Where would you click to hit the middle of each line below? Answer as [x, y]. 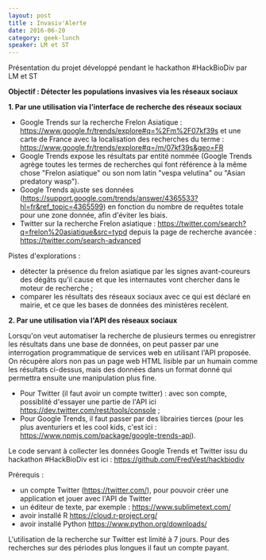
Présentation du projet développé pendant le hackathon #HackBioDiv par [128, 68]
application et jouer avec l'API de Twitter [86, 499]
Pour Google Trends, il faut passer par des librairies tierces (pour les [131, 419]
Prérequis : [26, 475]
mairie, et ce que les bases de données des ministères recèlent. [124, 305]
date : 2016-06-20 [37, 30]
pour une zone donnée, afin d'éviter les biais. [94, 215]
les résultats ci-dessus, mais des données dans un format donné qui [120, 369]
